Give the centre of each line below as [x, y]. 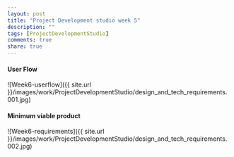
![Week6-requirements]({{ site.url [56, 132]
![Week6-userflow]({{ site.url [49, 84]
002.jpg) [20, 146]
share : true [25, 46]
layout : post [27, 14]
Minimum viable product [44, 115]
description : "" [31, 27]
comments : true [30, 40]
